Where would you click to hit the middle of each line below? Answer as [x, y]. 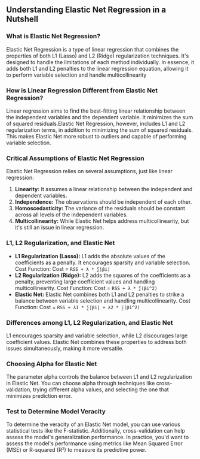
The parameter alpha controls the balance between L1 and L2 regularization [99, 377]
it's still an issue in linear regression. [59, 228]
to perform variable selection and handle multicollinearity [76, 75]
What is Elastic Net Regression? [53, 37]
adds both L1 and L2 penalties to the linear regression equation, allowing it [97, 68]
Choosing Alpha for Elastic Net [52, 364]
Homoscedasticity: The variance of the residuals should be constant [100, 209]
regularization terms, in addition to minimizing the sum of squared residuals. [99, 130]
